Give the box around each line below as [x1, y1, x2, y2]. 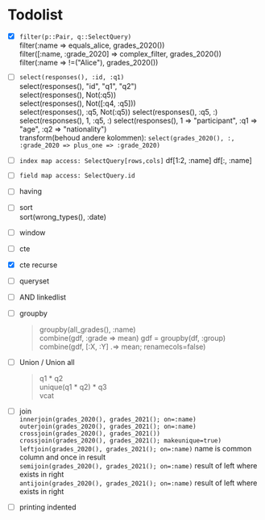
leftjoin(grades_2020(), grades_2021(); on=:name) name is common [19, 444, 252, 454]
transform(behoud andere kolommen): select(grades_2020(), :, [19, 132, 235, 142]
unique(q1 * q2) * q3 [39, 382, 107, 392]
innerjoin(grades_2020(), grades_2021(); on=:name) [19, 416, 197, 424]
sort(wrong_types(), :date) [19, 212, 106, 221]
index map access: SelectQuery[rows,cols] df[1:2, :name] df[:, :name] [19, 155, 253, 165]
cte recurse [19, 260, 58, 270]
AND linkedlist [19, 292, 66, 302]
